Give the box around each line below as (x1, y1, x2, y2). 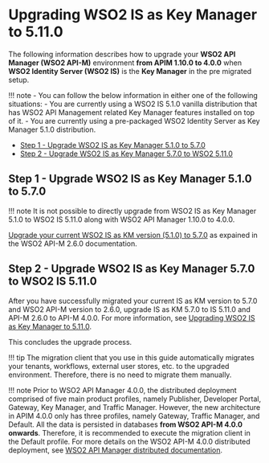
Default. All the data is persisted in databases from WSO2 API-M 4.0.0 (8, 420, 243, 429)
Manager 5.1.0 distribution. (8, 125, 96, 134)
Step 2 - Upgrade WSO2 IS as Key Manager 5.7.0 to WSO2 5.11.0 (19, 149, 233, 158)
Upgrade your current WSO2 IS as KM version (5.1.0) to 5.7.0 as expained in (8, 230, 259, 240)
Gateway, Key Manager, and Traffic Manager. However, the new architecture (8, 402, 261, 412)
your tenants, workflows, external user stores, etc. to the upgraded (8, 361, 230, 371)
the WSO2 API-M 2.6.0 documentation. (8, 239, 138, 248)
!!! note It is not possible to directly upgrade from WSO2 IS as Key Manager (8, 206, 257, 215)
